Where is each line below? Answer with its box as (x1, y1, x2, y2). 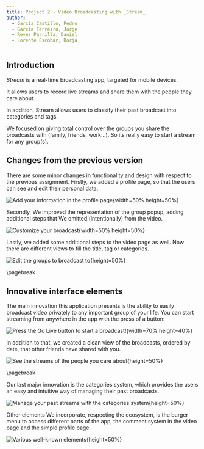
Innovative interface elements (6, 287, 123, 297)
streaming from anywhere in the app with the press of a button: (6, 315, 165, 323)
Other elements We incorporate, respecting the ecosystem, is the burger (6, 411, 189, 418)
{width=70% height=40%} (126, 327, 193, 335)
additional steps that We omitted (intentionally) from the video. (6, 214, 163, 222)
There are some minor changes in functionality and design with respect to (6, 172, 192, 179)
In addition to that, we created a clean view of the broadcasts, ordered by (6, 339, 191, 346)
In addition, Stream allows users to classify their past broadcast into (6, 106, 177, 114)
